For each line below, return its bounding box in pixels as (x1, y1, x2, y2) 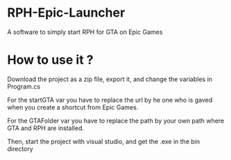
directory (7, 144, 33, 153)
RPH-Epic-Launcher (7, 5, 126, 21)
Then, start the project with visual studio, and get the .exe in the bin (7, 137, 200, 145)
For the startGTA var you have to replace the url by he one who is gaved (7, 96, 213, 104)
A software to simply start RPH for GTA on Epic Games (7, 28, 163, 36)
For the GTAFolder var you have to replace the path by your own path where (7, 116, 225, 125)
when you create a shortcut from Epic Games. (7, 103, 139, 112)
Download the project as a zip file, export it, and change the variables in (7, 75, 213, 83)
